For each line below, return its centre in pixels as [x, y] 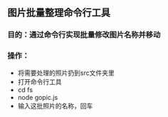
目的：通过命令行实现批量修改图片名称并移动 [84, 35]
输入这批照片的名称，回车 [55, 106]
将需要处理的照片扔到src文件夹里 [66, 73]
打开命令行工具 [40, 81]
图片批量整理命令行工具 [59, 13]
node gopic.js [38, 97]
